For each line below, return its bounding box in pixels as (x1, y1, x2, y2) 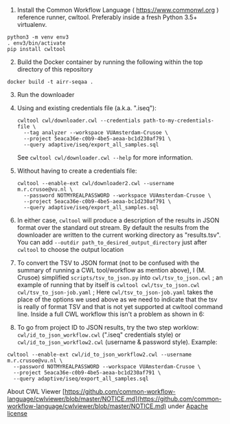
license (7, 410, 27, 417)
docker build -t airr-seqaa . (7, 78, 94, 85)
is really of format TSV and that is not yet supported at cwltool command (16, 303, 223, 310)
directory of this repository (16, 65, 93, 73)
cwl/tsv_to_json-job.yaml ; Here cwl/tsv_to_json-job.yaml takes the (16, 288, 214, 296)
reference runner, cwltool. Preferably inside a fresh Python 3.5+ (16, 13, 198, 21)
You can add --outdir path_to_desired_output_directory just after (16, 238, 207, 246)
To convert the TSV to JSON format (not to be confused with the (16, 259, 200, 267)
